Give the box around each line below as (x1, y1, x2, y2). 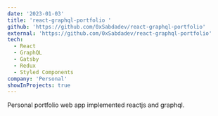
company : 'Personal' (7, 75, 68, 82)
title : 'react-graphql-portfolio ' (7, 17, 112, 24)
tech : (7, 36, 23, 43)
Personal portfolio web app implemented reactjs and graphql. (7, 101, 185, 109)
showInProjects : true (7, 82, 71, 89)
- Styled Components (13, 68, 74, 75)
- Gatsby (13, 56, 39, 63)
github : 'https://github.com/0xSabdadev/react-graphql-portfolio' (7, 23, 206, 30)
